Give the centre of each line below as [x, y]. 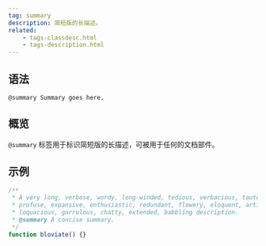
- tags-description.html [63, 45]
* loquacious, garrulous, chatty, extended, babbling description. [125, 213]
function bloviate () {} [47, 234]
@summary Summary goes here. [56, 97]
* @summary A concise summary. [63, 220]
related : [23, 30]
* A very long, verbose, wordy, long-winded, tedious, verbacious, [125, 198]
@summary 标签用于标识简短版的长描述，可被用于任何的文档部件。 [114, 144]
